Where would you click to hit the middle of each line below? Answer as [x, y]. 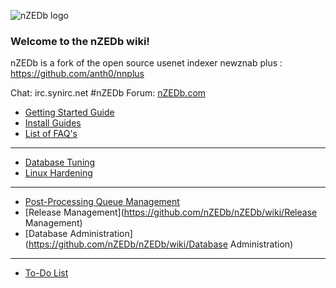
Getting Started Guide [69, 112]
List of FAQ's [51, 134]
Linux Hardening [58, 173]
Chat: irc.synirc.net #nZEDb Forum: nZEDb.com [108, 93]
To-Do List [46, 273]
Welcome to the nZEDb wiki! [80, 41]
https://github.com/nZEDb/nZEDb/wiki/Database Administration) [161, 244]
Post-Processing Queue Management [102, 202]
